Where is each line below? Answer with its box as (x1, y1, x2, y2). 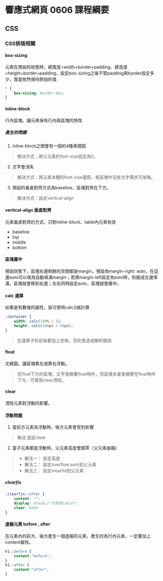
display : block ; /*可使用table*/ (14, 500, 78, 506)
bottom (12, 244, 27, 250)
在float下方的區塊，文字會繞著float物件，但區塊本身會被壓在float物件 (17, 371, 156, 377)
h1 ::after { (5, 563, 29, 568)
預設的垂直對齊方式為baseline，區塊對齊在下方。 (12, 185, 111, 191)
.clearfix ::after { (5, 492, 45, 497)
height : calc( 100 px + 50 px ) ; (14, 323, 73, 328)
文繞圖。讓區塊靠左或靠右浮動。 (5, 360, 70, 366)
